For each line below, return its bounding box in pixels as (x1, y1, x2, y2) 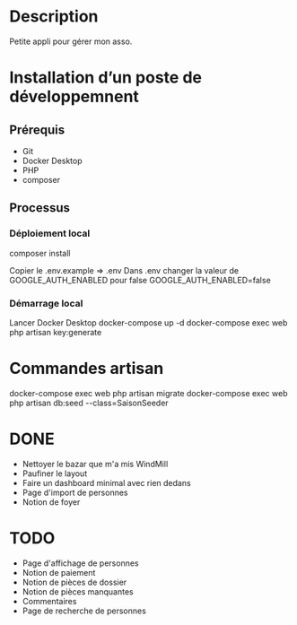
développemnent (9, 87, 139, 107)
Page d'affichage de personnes (22, 558, 139, 569)
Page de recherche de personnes (22, 605, 146, 616)
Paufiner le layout (22, 468, 88, 479)
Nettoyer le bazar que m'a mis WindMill (22, 458, 169, 469)
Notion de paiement (22, 567, 96, 577)
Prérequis (9, 122, 66, 137)
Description (9, 6, 99, 27)
